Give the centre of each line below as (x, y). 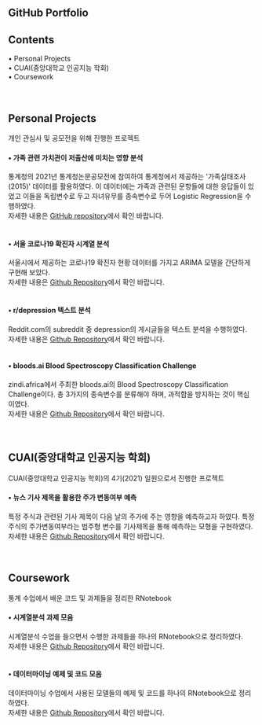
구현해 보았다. (29, 272)
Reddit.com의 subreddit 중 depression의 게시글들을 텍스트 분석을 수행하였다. (127, 329)
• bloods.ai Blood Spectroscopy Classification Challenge (102, 366)
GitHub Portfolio (48, 13)
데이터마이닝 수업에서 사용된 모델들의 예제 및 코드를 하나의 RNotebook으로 (122, 693)
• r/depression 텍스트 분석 (50, 311)
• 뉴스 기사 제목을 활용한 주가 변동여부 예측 (73, 498)
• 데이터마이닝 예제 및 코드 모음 (55, 674)
